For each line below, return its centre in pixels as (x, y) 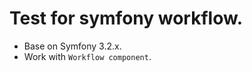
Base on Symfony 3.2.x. (72, 46)
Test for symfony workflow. (126, 18)
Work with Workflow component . (87, 56)
